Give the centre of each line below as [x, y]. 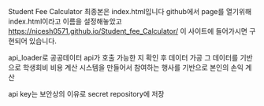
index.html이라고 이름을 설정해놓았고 [65, 21]
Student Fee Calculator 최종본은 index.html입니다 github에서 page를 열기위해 [130, 11]
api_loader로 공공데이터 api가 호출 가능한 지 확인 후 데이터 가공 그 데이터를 [123, 58]
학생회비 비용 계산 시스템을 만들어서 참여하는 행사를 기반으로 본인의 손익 [133, 68]
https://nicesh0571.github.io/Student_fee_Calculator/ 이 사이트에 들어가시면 [128, 31]
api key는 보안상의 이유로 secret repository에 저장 [86, 94]
